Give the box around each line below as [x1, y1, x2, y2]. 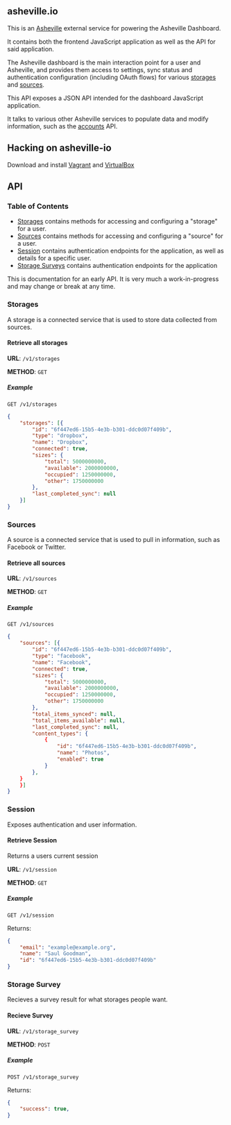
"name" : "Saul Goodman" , [19, 950, 92, 957]
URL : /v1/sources [7, 574, 58, 582]
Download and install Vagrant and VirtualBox [7, 160, 135, 169]
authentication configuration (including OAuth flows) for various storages [7, 73, 216, 81]
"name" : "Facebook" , [32, 659, 92, 666]
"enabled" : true [56, 756, 104, 763]
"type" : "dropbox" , [32, 432, 89, 439]
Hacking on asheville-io [7, 142, 112, 154]
